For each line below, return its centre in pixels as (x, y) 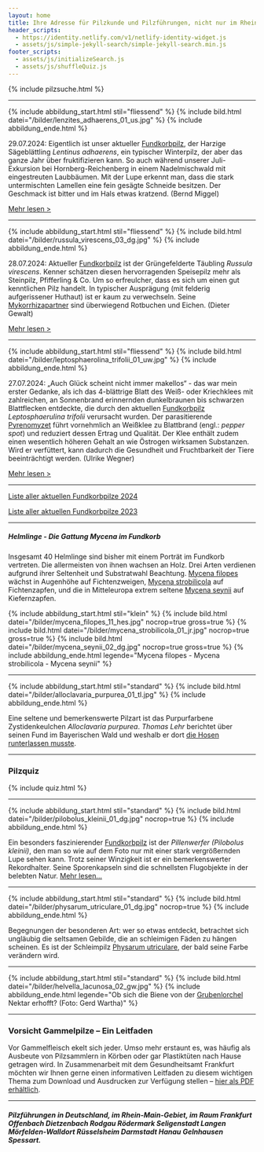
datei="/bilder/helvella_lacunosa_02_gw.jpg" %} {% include (104, 986)
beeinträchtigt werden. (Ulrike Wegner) (71, 458)
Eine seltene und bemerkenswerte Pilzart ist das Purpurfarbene (111, 718)
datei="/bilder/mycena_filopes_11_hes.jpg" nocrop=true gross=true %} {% (128, 622)
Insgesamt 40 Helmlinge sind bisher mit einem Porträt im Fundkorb (117, 556)
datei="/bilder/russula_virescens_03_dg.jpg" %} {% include (104, 240)
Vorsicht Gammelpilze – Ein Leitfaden (81, 1030)
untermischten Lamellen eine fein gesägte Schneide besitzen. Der (115, 185)
